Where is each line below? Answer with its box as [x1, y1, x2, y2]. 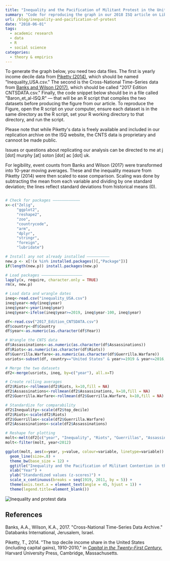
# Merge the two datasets [5, 365, 60, 371]
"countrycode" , [16, 221, 49, 227]
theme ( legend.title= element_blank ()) [10, 487, 90, 492]
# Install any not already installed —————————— [5, 254, 110, 259]
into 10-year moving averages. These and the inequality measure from [5, 167, 152, 174]
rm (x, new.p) [5, 282, 33, 287]
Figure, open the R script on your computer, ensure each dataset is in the [5, 106, 158, 112]
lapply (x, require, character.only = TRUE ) [5, 277, 99, 282]
